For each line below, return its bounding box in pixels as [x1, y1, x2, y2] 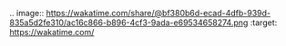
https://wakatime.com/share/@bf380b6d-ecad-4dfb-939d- [46, 8, 271, 18]
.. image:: [9, 8, 45, 18]
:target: [250, 17, 278, 28]
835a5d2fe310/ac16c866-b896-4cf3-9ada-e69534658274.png [9, 17, 249, 28]
